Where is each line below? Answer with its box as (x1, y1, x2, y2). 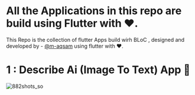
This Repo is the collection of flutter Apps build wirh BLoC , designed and (6, 36, 185, 43)
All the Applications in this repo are (6, 4, 182, 18)
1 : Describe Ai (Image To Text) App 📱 (6, 63, 191, 77)
